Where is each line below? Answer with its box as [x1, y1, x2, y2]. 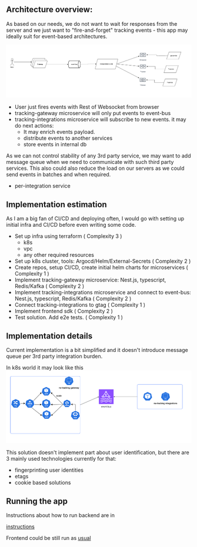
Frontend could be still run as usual [6, 535, 91, 542]
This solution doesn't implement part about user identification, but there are [6, 449, 189, 456]
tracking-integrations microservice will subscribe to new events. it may [14, 116, 186, 123]
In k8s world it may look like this [6, 364, 84, 371]
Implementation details [6, 331, 93, 341]
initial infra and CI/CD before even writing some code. [6, 222, 136, 229]
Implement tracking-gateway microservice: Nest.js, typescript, [14, 276, 166, 284]
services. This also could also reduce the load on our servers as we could [6, 165, 185, 172]
